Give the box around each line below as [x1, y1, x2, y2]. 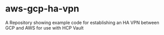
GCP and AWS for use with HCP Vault [5, 24, 84, 30]
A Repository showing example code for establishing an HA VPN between [5, 19, 159, 25]
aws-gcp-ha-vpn [5, 3, 80, 14]
